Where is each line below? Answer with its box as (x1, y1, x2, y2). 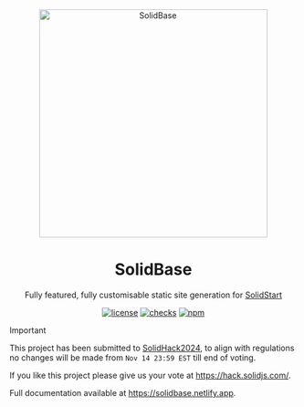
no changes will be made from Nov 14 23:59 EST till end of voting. (9, 351, 257, 363)
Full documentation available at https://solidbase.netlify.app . (9, 387, 236, 398)
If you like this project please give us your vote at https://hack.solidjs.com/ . (9, 370, 291, 381)
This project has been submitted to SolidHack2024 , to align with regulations (9, 342, 295, 353)
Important (9, 324, 47, 336)
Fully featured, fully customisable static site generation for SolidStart (24, 289, 283, 300)
